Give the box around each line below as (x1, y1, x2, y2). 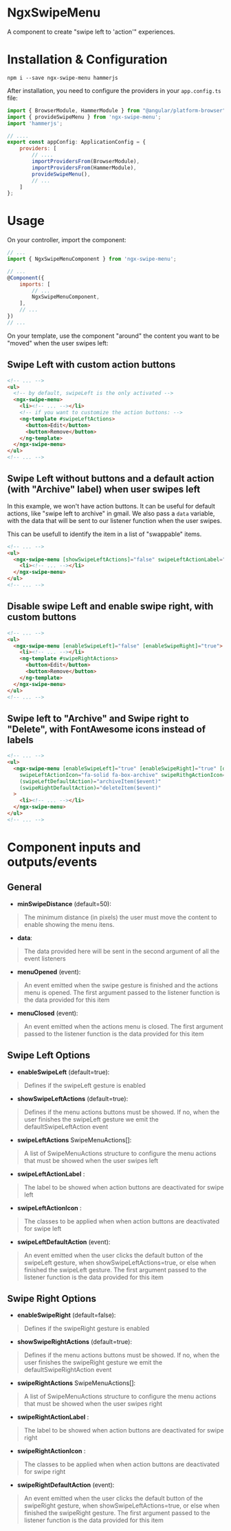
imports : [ (19, 281, 51, 288)
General (7, 881, 43, 893)
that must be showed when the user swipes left (23, 1156, 159, 1164)
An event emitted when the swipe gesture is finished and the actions (23, 981, 219, 989)
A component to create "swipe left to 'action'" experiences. (7, 28, 175, 36)
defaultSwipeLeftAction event (23, 1122, 109, 1131)
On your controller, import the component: (7, 236, 126, 244)
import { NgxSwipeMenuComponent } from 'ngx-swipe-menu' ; (7, 256, 177, 263)
